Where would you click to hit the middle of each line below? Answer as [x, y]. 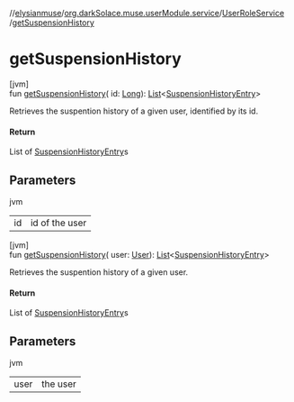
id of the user [58, 223]
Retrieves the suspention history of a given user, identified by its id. [134, 111]
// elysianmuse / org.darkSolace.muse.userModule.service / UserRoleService [147, 13]
